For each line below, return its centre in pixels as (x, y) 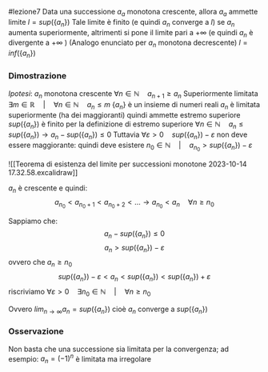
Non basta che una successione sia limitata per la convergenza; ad (119, 349)
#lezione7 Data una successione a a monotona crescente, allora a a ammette (133, 13)
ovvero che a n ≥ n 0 (40, 263)
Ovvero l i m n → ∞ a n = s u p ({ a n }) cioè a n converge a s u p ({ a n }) (108, 310)
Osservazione (36, 331)
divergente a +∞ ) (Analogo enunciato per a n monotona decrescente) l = (128, 44)
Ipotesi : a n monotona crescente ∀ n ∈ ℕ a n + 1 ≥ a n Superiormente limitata (133, 95)
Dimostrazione (38, 75)
